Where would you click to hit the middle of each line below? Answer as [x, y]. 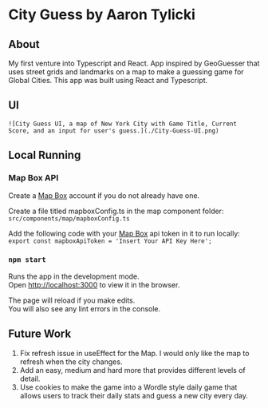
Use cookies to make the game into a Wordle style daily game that [128, 387]
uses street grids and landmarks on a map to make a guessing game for [126, 72]
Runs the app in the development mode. [74, 276]
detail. [30, 378]
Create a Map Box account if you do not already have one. [104, 195]
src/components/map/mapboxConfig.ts [69, 218]
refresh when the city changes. [71, 362]
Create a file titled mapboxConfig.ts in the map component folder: [116, 211]
